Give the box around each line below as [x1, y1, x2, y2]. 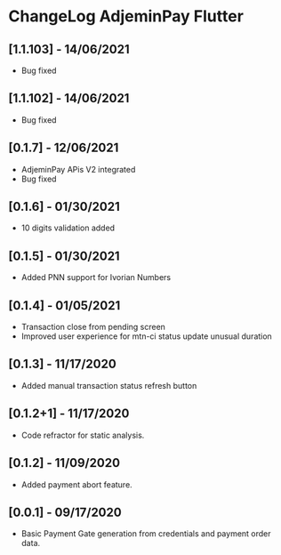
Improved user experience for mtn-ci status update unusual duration [20, 331, 272, 342]
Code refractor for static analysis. [20, 430, 145, 440]
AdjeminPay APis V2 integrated [20, 164, 136, 174]
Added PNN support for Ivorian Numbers [20, 272, 172, 283]
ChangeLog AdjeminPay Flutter [8, 6, 244, 27]
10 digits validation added [20, 222, 116, 233]
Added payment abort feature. [20, 479, 132, 490]
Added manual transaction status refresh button [20, 380, 197, 390]
